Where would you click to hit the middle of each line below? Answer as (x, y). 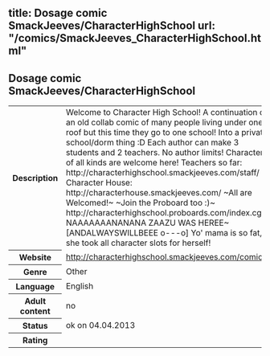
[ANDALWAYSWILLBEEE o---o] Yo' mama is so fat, (164, 233)
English (80, 286)
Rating (35, 340)
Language (35, 286)
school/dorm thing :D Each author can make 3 (152, 142)
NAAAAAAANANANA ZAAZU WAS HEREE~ (147, 223)
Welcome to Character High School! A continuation (162, 113)
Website (35, 257)
